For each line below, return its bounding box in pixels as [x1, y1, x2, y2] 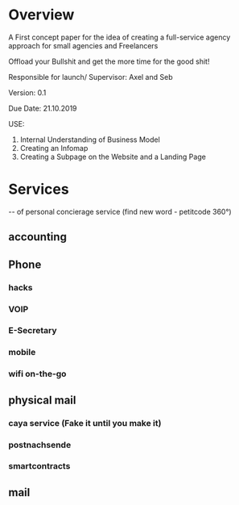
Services [8, 180, 70, 198]
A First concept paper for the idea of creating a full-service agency [8, 32, 231, 42]
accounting [8, 230, 67, 244]
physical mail [8, 393, 76, 407]
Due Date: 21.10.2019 [8, 103, 78, 113]
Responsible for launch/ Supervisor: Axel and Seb [8, 72, 173, 81]
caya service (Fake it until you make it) [8, 417, 162, 428]
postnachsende [8, 439, 72, 450]
